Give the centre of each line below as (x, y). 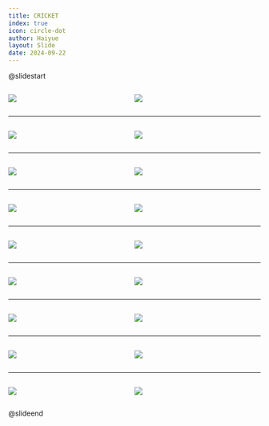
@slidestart (27, 76)
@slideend (26, 413)
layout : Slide (32, 46)
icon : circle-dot (37, 30)
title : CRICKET (34, 16)
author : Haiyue (34, 38)
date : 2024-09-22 (37, 53)
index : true (28, 23)
